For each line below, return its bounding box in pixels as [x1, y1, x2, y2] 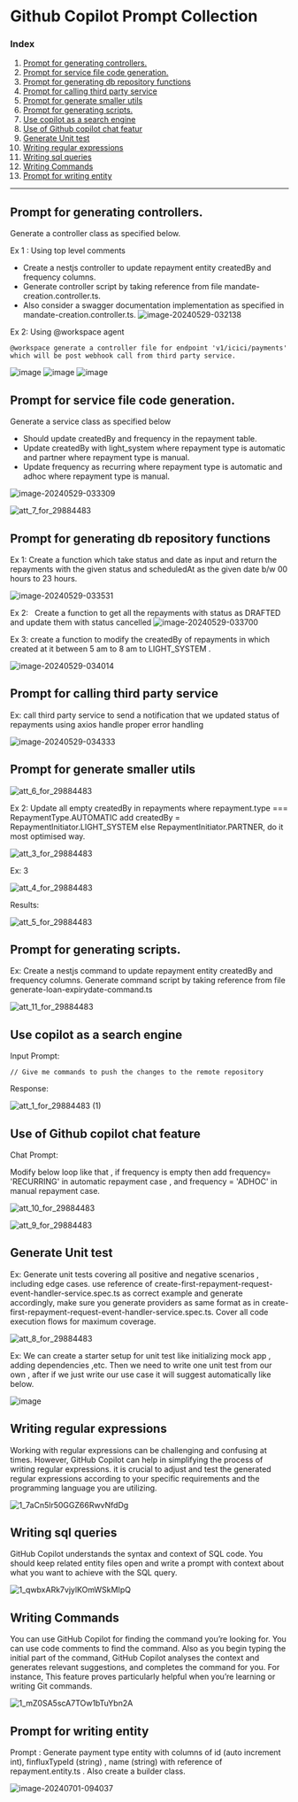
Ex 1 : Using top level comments [10, 245, 126, 256]
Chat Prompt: [10, 1149, 58, 1160]
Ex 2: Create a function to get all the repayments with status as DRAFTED [10, 607, 281, 618]
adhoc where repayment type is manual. [22, 471, 171, 481]
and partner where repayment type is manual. [22, 452, 190, 463]
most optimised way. [10, 830, 86, 842]
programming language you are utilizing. [10, 1482, 157, 1493]
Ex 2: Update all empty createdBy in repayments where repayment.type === [10, 803, 288, 813]
